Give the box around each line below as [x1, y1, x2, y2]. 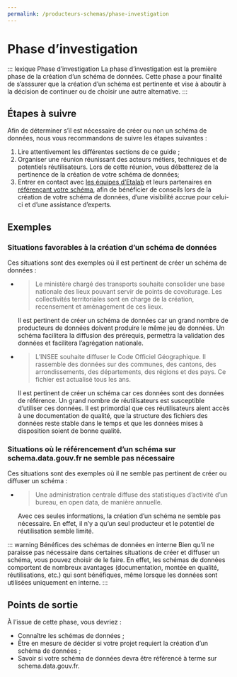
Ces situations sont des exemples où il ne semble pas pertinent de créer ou [7, 469, 227, 478]
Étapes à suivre [7, 107, 77, 119]
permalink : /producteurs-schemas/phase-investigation [7, 10, 170, 18]
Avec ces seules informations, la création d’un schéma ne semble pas [17, 512, 221, 520]
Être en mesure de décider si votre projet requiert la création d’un [17, 639, 209, 648]
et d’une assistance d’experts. [24, 200, 112, 209]
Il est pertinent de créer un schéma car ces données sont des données [17, 389, 224, 397]
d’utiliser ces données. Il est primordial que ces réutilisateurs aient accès [17, 404, 230, 412]
